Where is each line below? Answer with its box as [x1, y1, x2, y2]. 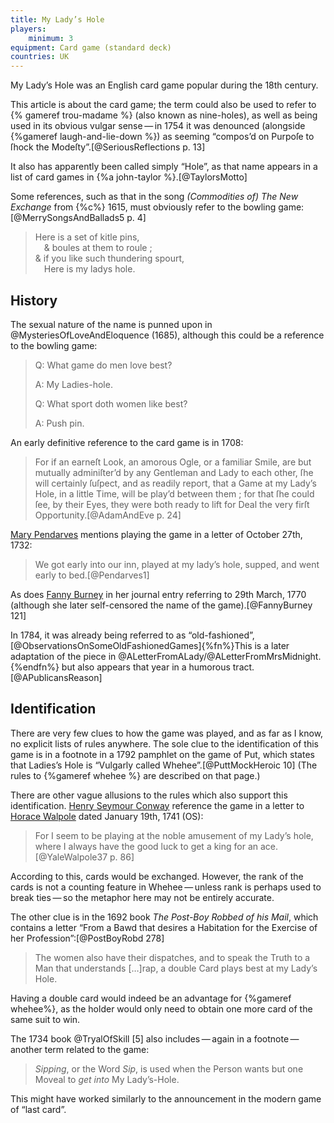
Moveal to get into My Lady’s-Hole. [34, 1073, 180, 1085]
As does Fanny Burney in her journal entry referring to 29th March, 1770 [10, 588, 307, 600]
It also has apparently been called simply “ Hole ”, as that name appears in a [10, 161, 318, 173]
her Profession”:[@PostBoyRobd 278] [10, 932, 165, 944]
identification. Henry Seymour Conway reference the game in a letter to [10, 799, 305, 811]
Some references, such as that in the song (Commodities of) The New [10, 191, 299, 203]
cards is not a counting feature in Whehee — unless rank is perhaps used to [10, 881, 322, 893]
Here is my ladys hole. [43, 263, 136, 275]
